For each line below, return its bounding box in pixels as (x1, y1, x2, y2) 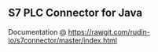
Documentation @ (8, 27, 67, 36)
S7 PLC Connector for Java (8, 6, 143, 20)
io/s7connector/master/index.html (8, 35, 118, 45)
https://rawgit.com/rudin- (68, 27, 151, 36)
